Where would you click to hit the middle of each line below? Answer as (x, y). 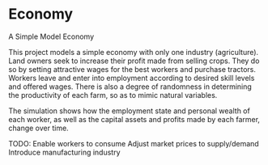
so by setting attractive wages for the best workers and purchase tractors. (132, 69)
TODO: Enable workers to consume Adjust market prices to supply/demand (134, 143)
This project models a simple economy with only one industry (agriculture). (134, 52)
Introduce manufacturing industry (64, 152)
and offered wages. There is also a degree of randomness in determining (130, 87)
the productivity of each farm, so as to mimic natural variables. (113, 95)
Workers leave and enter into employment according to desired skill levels (132, 78)
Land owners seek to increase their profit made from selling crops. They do (134, 61)
